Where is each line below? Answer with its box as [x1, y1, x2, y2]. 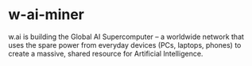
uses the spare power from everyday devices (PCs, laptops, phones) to [8, 40, 242, 49]
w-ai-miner [8, 6, 85, 24]
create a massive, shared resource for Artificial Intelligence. [8, 49, 204, 58]
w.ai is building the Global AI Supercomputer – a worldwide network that [8, 32, 245, 41]
